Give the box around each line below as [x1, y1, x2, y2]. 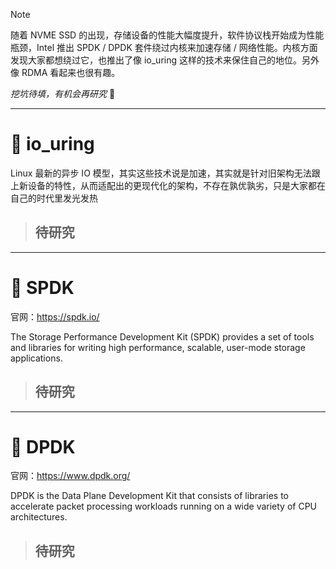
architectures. [10, 511, 68, 523]
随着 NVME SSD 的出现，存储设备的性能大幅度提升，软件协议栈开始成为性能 [10, 29, 325, 41]
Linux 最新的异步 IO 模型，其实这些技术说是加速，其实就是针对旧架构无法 [10, 167, 312, 179]
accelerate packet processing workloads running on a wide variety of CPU [10, 500, 318, 513]
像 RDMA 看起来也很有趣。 [10, 67, 121, 78]
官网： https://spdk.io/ [10, 310, 100, 323]
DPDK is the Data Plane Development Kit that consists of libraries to [10, 490, 289, 502]
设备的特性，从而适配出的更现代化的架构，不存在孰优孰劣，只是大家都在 [27, 179, 326, 191]
